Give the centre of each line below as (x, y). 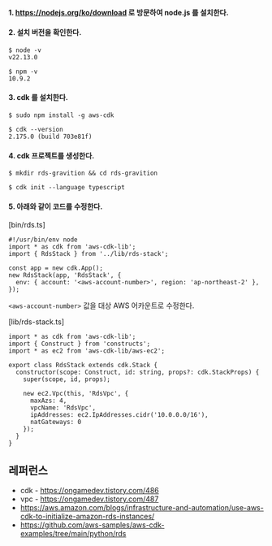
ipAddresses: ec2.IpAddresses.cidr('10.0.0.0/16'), (119, 415)
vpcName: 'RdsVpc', (63, 408)
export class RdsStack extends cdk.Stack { (83, 366)
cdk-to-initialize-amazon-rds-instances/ (87, 517)
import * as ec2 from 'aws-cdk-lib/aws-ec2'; (86, 351)
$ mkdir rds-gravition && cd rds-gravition (83, 173)
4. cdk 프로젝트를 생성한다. (52, 155)
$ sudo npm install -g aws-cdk (61, 115)
